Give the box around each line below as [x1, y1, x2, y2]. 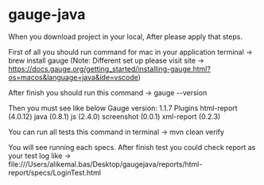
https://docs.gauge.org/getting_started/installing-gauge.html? [8, 64, 211, 73]
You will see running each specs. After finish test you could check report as [8, 142, 256, 152]
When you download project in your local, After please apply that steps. [8, 32, 243, 41]
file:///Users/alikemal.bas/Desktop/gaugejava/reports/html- [8, 159, 203, 168]
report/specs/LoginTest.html [8, 168, 102, 177]
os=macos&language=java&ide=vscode [8, 72, 139, 82]
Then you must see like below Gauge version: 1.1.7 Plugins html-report [8, 103, 238, 113]
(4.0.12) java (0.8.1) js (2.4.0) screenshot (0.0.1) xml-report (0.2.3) [8, 111, 221, 121]
